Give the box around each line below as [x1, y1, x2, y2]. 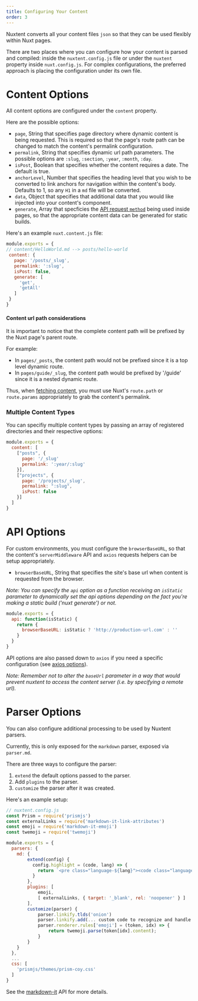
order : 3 [6, 14, 28, 20]
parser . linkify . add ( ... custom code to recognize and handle [37, 917, 192, 923]
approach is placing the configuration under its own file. [6, 67, 142, 74]
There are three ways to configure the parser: [6, 760, 117, 767]
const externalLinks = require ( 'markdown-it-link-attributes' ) [6, 818, 165, 824]
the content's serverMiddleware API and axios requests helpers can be [6, 551, 177, 558]
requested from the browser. [14, 575, 84, 582]
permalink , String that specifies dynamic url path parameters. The [14, 149, 174, 156]
